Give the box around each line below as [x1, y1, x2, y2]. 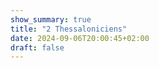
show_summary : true [10, 14, 92, 25]
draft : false [10, 42, 65, 53]
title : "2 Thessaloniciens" [10, 24, 128, 34]
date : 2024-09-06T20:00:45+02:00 [10, 33, 150, 43]
